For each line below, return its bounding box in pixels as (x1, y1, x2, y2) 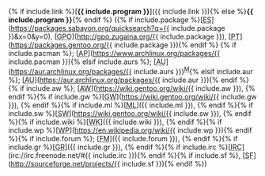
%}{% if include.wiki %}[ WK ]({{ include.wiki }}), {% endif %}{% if (8, 117, 223, 126)
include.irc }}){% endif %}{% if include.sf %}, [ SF (92, 150, 255, 160)
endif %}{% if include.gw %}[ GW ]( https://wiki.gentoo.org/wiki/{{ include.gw (8, 92, 257, 101)
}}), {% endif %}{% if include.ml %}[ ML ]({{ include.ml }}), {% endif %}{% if (8, 100, 254, 110)
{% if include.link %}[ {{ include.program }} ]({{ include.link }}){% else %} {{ (8, 7, 254, 16)
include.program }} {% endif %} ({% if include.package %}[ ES (8, 15, 212, 24)
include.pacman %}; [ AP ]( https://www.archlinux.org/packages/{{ (8, 49, 221, 58)
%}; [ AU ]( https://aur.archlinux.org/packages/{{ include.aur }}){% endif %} (8, 75, 249, 84)
